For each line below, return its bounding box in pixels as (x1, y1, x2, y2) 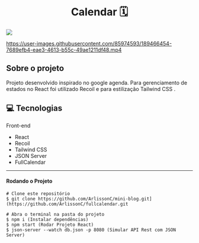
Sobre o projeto (6, 63, 64, 73)
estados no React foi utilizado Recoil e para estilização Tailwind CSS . (6, 85, 176, 92)
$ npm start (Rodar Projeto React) (6, 222, 94, 228)
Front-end (6, 122, 31, 129)
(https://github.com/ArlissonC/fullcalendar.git (6, 201, 129, 207)
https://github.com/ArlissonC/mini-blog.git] (37, 196, 152, 202)
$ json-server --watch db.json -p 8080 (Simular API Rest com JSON (6, 226, 176, 233)
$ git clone (6, 196, 36, 202)
